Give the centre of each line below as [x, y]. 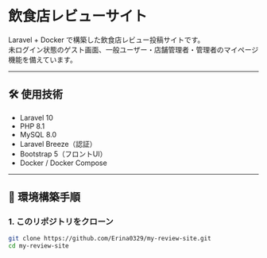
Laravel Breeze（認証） [58, 144]
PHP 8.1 [32, 126]
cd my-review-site [39, 246]
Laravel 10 [37, 117]
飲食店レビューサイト [78, 16]
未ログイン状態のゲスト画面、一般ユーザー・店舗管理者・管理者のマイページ [133, 49]
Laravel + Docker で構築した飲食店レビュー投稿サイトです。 [106, 40]
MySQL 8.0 [38, 134]
